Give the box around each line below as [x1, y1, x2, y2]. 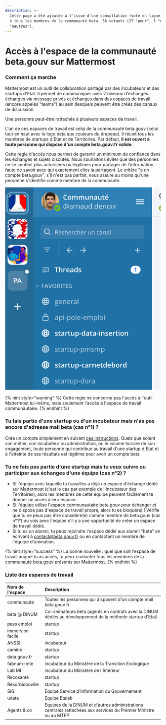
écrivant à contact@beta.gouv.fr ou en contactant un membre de [12, 533, 145, 539]
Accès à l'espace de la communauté [5, 46, 157, 57]
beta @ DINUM [7, 611, 38, 617]
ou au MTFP [44, 713, 70, 719]
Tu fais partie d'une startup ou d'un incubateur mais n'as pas [5, 417, 155, 424]
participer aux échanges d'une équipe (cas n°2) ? [5, 469, 126, 476]
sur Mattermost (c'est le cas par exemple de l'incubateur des [12, 486, 137, 492]
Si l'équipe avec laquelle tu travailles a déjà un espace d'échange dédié [12, 481, 158, 487]
